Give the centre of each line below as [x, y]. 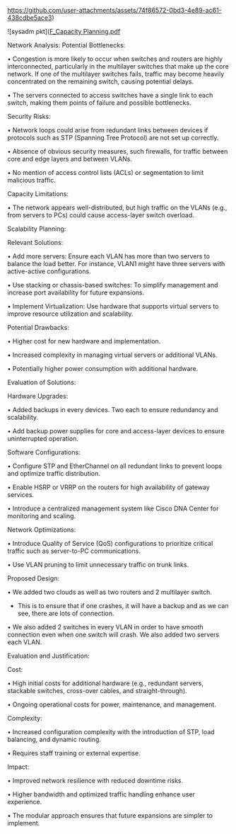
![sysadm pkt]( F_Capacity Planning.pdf [64, 32]
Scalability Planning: [37, 229]
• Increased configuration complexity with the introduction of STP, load [111, 732]
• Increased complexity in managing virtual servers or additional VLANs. [112, 355]
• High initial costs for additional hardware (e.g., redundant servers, [105, 683]
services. [20, 495]
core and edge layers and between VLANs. [70, 159]
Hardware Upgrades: [38, 396]
